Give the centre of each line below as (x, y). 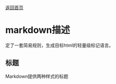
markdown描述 (38, 30)
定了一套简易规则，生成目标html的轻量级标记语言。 (60, 45)
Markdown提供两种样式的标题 (37, 76)
